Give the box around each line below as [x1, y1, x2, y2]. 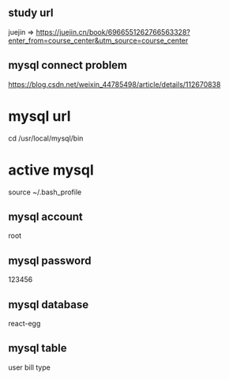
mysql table [8, 341, 67, 355]
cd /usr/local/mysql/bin [8, 134, 84, 143]
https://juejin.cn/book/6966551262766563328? [36, 27, 191, 36]
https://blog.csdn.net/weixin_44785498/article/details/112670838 [8, 79, 221, 89]
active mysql [8, 161, 95, 179]
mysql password [8, 254, 92, 267]
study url [8, 6, 54, 20]
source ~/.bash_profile [8, 187, 82, 197]
